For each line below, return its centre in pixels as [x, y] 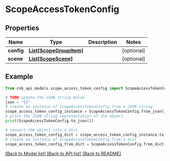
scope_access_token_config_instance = [46, 112]
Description [103, 42]
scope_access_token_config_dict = [42, 135]
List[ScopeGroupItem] [56, 50]
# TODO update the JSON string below [45, 97]
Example [19, 77]
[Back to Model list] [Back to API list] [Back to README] [63, 154]
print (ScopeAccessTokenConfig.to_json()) [50, 121]
